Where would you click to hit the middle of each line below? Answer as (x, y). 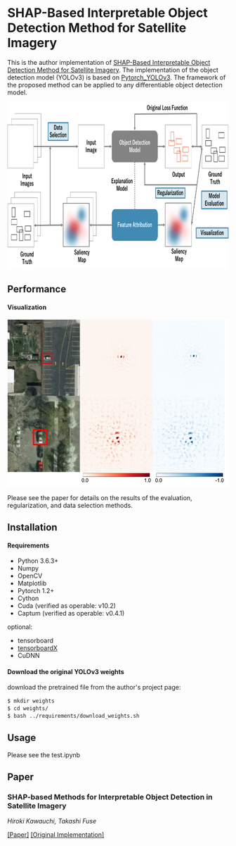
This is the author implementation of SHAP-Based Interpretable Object (109, 62)
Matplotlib (32, 583)
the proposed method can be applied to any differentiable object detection (115, 85)
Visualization (27, 307)
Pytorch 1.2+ (36, 591)
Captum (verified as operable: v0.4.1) (71, 614)
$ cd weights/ (28, 709)
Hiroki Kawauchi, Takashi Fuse (52, 821)
